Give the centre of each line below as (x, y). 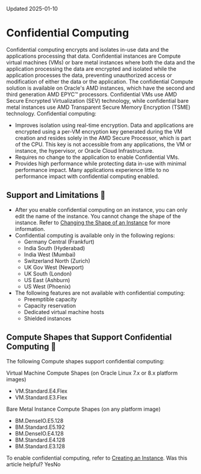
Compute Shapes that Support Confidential (89, 337)
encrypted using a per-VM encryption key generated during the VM (98, 131)
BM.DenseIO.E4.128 (39, 433)
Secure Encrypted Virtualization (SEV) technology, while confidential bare (97, 100)
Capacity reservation (50, 306)
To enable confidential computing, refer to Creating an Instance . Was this (97, 458)
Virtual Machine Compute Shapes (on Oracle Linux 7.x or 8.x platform (92, 373)
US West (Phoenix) (47, 286)
